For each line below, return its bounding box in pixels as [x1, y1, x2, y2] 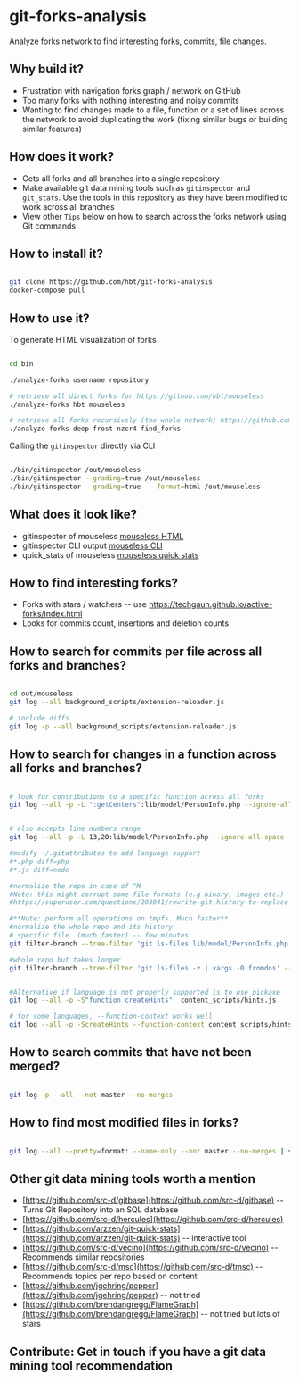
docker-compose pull [9, 286, 86, 296]
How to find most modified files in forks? [9, 1115, 239, 1130]
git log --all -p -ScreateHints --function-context [9, 1020, 205, 1029]
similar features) [21, 123, 83, 134]
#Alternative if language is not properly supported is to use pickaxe [9, 987, 280, 996]
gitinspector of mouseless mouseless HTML [21, 530, 184, 541]
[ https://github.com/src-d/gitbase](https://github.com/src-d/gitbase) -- [21, 1195, 284, 1206]
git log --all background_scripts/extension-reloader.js [9, 698, 225, 707]
